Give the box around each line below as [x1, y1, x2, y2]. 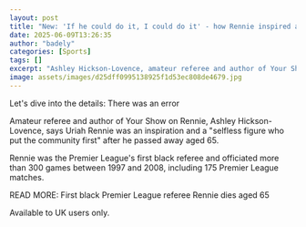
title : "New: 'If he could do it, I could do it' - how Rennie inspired [9, 22, 291, 31]
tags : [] [9, 56, 43, 65]
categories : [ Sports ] [9, 47, 92, 57]
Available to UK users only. [9, 207, 110, 218]
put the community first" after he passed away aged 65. [9, 134, 219, 146]
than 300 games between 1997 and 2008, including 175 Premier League [9, 161, 280, 173]
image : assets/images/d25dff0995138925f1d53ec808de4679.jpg [9, 73, 243, 82]
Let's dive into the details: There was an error [9, 98, 180, 108]
